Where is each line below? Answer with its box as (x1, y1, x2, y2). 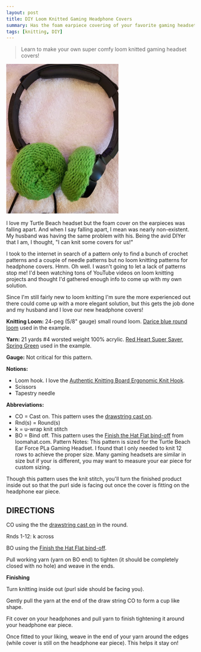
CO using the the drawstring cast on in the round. (6, 521, 129, 529)
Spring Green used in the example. (6, 342, 92, 349)
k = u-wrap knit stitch (14, 425, 68, 433)
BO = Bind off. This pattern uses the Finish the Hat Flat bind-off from (14, 432, 184, 439)
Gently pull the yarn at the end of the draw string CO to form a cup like (6, 597, 180, 604)
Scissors (14, 383, 37, 391)
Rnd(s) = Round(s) (14, 419, 61, 426)
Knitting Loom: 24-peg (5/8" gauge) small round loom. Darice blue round (6, 318, 187, 325)
